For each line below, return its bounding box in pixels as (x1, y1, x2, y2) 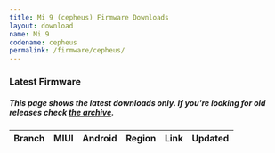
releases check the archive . (9, 107, 115, 117)
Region (125, 133, 157, 145)
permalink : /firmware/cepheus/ (9, 46, 125, 55)
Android (82, 133, 117, 145)
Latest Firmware (9, 76, 82, 88)
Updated (191, 133, 230, 145)
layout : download (9, 21, 74, 30)
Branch (13, 133, 45, 145)
